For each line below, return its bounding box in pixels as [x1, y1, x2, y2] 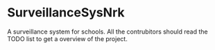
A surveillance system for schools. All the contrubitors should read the [7, 27, 208, 36]
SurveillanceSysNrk [7, 5, 125, 21]
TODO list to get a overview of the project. [7, 34, 128, 42]
